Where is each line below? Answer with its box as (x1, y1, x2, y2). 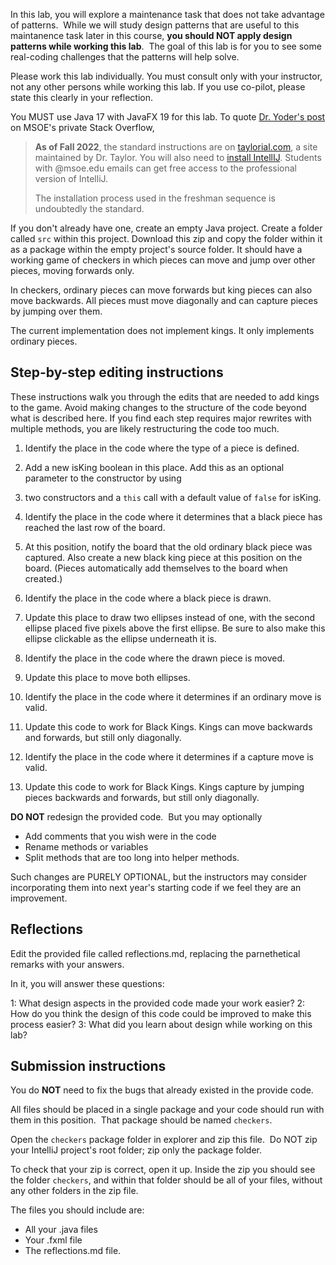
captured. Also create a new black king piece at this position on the (24, 551, 303, 563)
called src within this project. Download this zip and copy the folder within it (10, 233, 323, 244)
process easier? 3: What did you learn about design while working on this (10, 1018, 313, 1030)
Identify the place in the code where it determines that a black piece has (24, 510, 323, 523)
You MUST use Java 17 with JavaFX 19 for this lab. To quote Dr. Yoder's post (10, 111, 326, 123)
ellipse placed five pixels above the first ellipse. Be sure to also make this (24, 622, 326, 634)
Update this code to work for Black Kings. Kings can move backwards (24, 720, 313, 733)
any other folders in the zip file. (10, 1185, 139, 1197)
